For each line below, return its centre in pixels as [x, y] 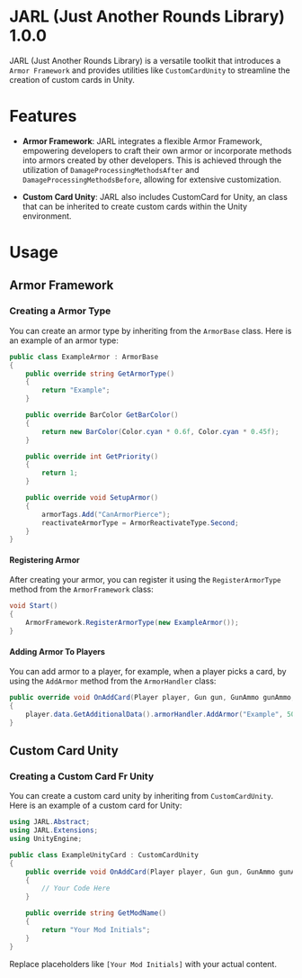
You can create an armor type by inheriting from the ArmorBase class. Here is [151, 331]
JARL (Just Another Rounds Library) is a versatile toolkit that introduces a [145, 60]
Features [43, 117]
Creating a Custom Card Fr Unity [82, 776]
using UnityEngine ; [46, 839]
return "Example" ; [76, 390]
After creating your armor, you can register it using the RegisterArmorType [145, 580]
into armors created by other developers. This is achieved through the [152, 160]
